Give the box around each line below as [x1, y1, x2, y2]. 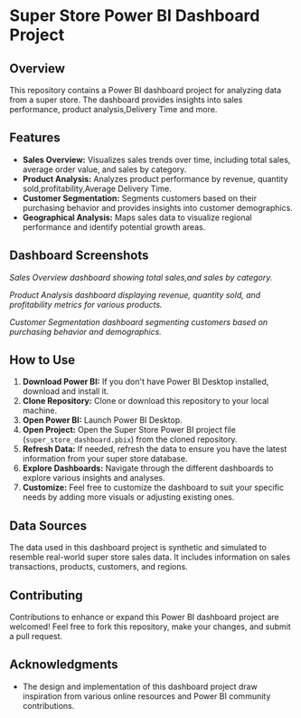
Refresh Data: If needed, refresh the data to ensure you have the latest [22, 444, 287, 455]
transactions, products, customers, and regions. [9, 561, 188, 572]
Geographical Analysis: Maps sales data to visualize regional [22, 212, 252, 223]
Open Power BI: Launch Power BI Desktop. [22, 415, 183, 426]
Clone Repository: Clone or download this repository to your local [22, 396, 269, 407]
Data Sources [9, 518, 88, 533]
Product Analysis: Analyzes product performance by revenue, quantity [22, 173, 288, 184]
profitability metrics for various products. [9, 299, 163, 310]
